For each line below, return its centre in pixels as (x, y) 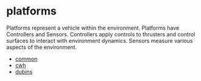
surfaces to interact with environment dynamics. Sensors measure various (100, 40)
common (26, 59)
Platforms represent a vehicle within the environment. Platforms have (93, 28)
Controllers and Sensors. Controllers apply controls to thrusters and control (101, 34)
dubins (24, 71)
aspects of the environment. (42, 47)
